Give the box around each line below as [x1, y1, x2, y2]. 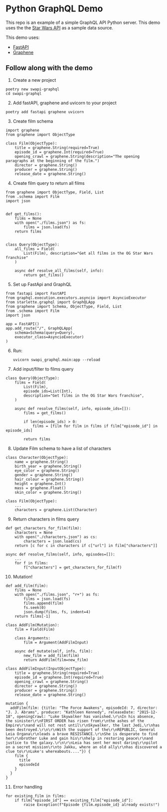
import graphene [5, 128, 39, 133]
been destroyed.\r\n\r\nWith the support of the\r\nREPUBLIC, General [5, 727, 156, 732]
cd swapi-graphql [5, 91, 42, 96]
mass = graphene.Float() [14, 485, 66, 491]
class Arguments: [14, 636, 51, 641]
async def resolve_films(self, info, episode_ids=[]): [14, 406, 131, 411]
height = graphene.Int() [14, 481, 66, 486]
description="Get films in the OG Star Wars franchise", [23, 393, 144, 398]
